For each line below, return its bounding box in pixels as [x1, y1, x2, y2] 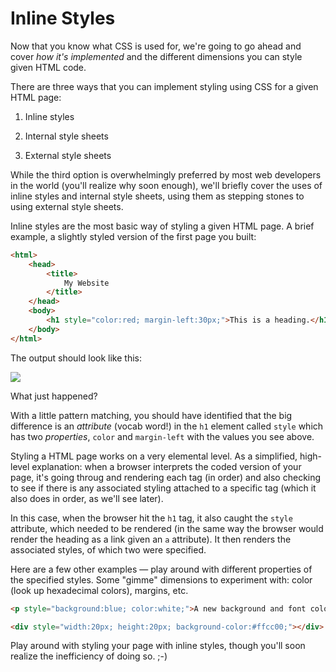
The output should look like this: [10, 352, 142, 364]
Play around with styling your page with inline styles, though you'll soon [10, 640, 306, 652]
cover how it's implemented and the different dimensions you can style [10, 50, 303, 62]
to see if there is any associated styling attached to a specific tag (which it [10, 482, 317, 494]
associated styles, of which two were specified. [10, 543, 207, 556]
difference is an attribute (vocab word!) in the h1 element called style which [10, 420, 324, 432]
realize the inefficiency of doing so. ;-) [10, 650, 168, 662]
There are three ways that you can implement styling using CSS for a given [10, 80, 319, 92]
